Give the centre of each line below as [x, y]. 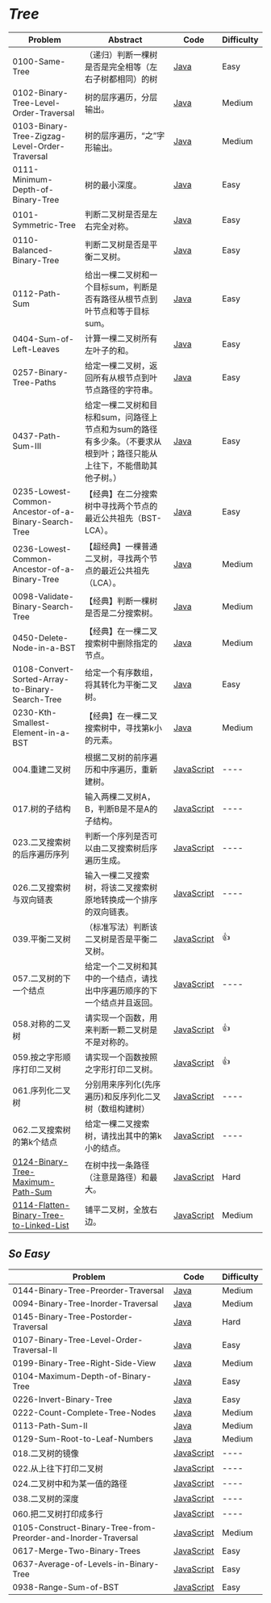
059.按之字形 [38, 1057]
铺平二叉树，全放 [117, 1210]
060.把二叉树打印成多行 [58, 1513]
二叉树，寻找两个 [117, 558]
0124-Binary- [40, 1161]
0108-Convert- [44, 669]
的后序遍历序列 [41, 854]
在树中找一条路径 [117, 1165]
